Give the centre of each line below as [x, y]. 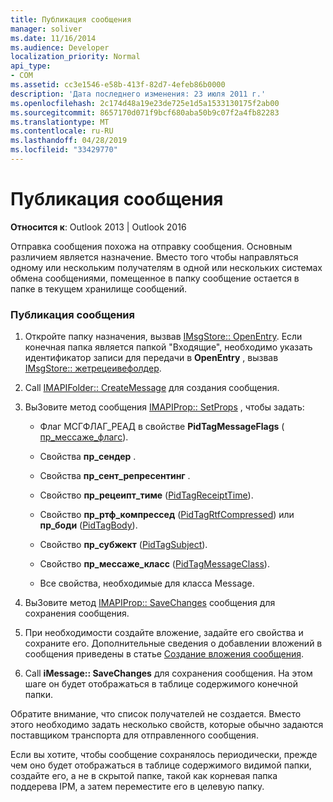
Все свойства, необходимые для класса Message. [147, 583]
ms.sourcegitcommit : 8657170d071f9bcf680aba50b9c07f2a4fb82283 [145, 112]
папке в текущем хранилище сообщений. [99, 288]
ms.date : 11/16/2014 [53, 38]
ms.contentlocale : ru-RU [62, 131]
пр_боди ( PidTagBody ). [88, 525]
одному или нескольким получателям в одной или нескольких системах [166, 267]
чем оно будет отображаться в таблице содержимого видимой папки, [161, 765]
